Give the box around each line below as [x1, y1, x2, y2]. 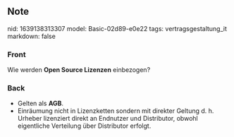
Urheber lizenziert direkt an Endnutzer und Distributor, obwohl [17, 114, 199, 123]
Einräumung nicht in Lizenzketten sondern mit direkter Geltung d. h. [17, 107, 214, 115]
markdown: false [7, 32, 56, 40]
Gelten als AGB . [17, 99, 64, 108]
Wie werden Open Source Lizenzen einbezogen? [7, 66, 151, 74]
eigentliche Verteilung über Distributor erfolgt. [17, 121, 152, 130]
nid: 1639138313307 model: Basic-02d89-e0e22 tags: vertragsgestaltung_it [7, 24, 228, 32]
